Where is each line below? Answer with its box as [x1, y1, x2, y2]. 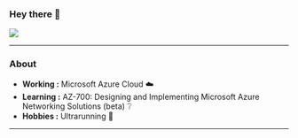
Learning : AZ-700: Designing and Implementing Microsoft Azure [21, 91, 260, 102]
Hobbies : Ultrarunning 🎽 [21, 111, 114, 121]
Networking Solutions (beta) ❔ [21, 101, 133, 111]
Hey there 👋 [9, 8, 60, 20]
